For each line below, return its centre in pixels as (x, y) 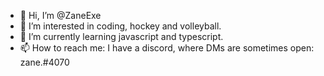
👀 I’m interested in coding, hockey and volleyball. (120, 26)
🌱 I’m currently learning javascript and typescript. (121, 36)
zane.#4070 (44, 62)
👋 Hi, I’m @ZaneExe (60, 15)
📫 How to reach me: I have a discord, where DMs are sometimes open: (167, 48)
